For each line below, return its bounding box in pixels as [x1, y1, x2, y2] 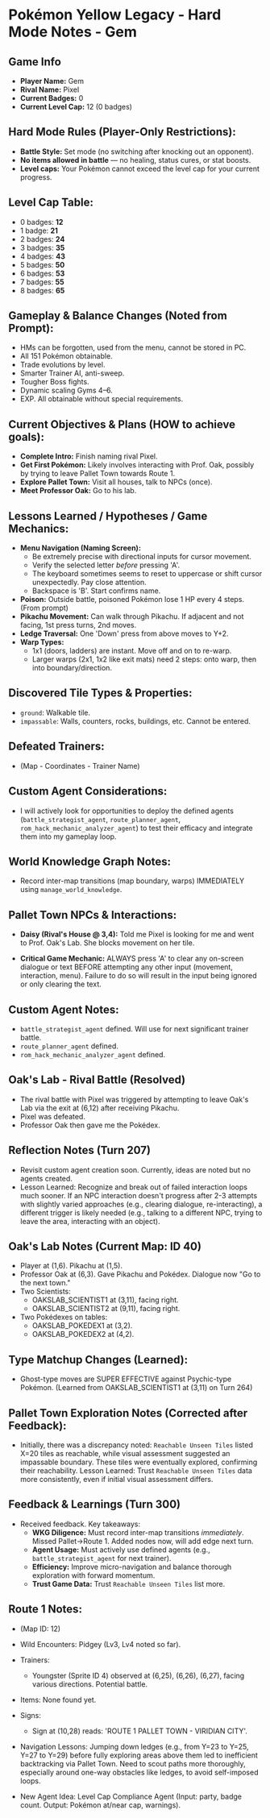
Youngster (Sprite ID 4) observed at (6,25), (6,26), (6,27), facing [31, 1671, 245, 1680]
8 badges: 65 [19, 285, 65, 295]
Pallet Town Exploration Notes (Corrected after [8, 1406, 248, 1420]
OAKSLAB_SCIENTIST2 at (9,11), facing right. [31, 1304, 181, 1314]
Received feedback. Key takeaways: [19, 1519, 141, 1529]
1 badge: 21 [19, 226, 59, 235]
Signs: [19, 1710, 42, 1720]
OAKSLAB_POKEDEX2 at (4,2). [31, 1330, 135, 1339]
